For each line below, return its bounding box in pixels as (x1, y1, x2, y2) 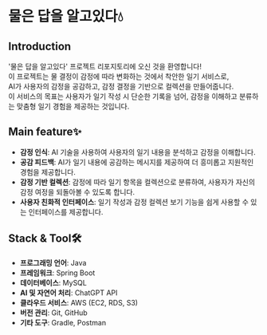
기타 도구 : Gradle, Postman (19, 317, 106, 327)
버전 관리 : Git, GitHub (19, 308, 88, 317)
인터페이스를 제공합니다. (28, 207, 104, 216)
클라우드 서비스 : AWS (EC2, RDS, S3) (19, 298, 138, 307)
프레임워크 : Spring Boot (19, 268, 96, 278)
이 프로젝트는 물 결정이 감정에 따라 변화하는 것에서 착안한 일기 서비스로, (8, 72, 230, 81)
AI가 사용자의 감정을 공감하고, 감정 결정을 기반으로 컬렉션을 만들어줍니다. (8, 81, 234, 91)
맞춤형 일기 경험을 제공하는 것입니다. (16, 101, 130, 111)
